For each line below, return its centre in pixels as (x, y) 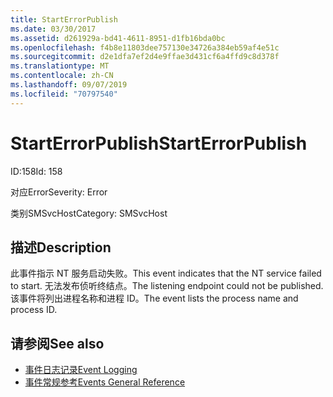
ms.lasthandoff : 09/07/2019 (69, 85)
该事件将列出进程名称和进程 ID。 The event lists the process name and (154, 298)
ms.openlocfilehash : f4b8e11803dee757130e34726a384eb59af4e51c (145, 47)
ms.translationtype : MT (60, 66)
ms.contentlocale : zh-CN (62, 76)
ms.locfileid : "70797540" (64, 94)
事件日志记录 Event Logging (81, 370)
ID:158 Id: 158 (36, 171)
